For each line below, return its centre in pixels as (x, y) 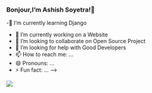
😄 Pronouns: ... (35, 63)
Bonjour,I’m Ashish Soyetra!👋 (51, 10)
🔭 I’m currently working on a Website (61, 35)
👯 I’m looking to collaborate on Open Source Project (80, 41)
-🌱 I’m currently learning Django (47, 23)
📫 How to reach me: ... (44, 55)
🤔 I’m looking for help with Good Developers (71, 47)
